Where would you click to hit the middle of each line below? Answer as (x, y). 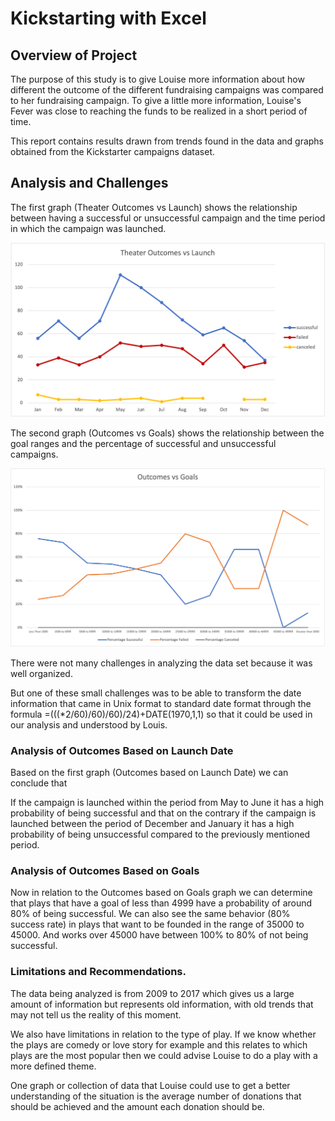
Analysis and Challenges (89, 183)
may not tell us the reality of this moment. (96, 1014)
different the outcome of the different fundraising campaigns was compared (167, 90)
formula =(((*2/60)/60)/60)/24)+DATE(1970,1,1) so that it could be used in (161, 714)
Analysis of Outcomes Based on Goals (105, 870)
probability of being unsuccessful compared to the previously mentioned (160, 834)
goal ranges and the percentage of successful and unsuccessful (143, 443)
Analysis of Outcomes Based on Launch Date (122, 750)
